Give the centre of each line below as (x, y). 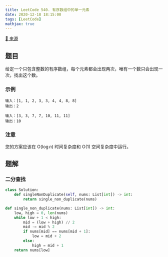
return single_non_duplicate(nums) (60, 199)
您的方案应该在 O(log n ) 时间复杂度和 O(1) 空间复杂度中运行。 (68, 146)
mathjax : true (20, 24)
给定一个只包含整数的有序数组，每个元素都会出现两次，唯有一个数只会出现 (82, 69)
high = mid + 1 (48, 245)
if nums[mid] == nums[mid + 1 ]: (57, 231)
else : (29, 241)
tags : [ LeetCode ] (23, 19)
